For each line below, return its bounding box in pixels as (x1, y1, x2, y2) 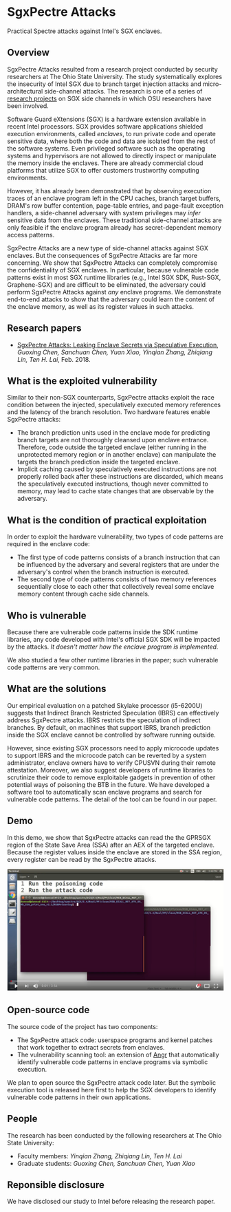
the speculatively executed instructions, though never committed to (16, 479, 208, 488)
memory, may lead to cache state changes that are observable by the (16, 487, 214, 495)
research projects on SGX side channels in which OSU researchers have (7, 94, 212, 102)
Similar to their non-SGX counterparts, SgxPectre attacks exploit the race (7, 393, 214, 402)
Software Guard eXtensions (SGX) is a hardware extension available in (7, 115, 206, 123)
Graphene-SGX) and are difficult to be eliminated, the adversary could (7, 280, 206, 289)
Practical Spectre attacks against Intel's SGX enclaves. (7, 27, 162, 35)
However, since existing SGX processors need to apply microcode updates (7, 744, 219, 752)
